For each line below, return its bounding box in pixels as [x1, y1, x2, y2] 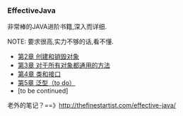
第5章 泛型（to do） [17, 79, 76, 87]
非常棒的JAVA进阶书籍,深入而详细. [7, 22, 107, 31]
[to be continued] [17, 86, 69, 95]
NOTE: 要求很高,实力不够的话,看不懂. [7, 37, 114, 46]
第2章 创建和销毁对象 [17, 52, 80, 61]
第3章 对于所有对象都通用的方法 [17, 61, 111, 70]
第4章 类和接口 [17, 70, 61, 79]
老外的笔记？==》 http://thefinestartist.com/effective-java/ [7, 101, 177, 110]
